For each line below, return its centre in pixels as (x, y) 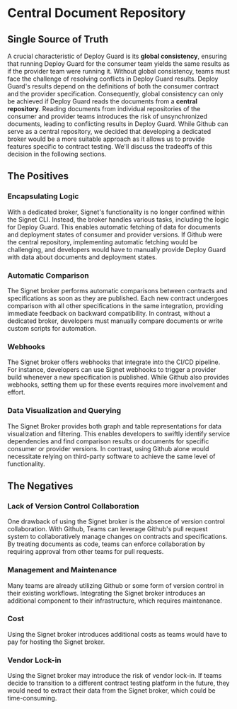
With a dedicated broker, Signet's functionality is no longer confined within (116, 212)
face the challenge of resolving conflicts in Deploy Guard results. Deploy (113, 79)
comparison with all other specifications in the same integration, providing (115, 305)
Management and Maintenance (62, 570)
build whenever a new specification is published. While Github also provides (118, 378)
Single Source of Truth (58, 39)
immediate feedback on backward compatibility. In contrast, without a (109, 313)
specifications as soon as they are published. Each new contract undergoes (118, 298)
